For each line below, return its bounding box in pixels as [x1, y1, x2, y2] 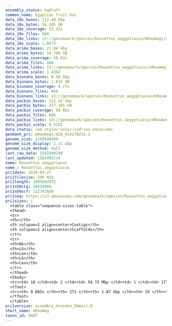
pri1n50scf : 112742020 [5, 189, 54, 194]
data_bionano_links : [5, 93, 50, 99]
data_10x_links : [5, 36, 40, 42]
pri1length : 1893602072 [5, 179, 56, 185]
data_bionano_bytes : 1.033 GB [5, 79, 70, 84]
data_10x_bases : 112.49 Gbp [5, 17, 66, 22]
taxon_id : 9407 [5, 313, 38, 318]
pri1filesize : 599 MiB [5, 175, 54, 180]
